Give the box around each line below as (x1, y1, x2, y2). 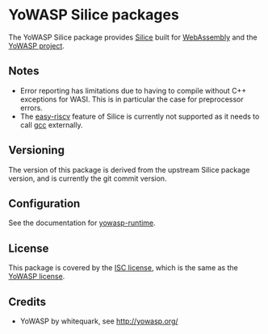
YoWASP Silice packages (8, 6, 179, 24)
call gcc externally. (19, 119, 83, 130)
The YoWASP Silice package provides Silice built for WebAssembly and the (8, 32, 258, 42)
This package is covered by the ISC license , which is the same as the (8, 263, 238, 273)
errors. (19, 102, 43, 112)
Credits (8, 294, 47, 308)
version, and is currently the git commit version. (8, 173, 167, 183)
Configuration (8, 196, 81, 211)
